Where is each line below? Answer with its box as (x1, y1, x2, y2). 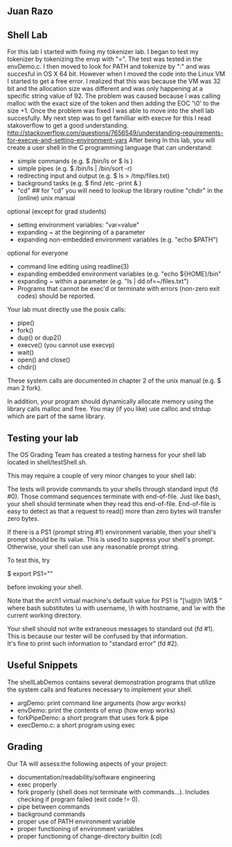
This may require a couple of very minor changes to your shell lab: (7, 471, 197, 480)
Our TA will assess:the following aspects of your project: (7, 760, 168, 768)
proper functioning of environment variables (17, 824, 144, 832)
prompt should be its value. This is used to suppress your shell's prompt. (7, 535, 215, 544)
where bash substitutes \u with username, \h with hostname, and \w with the (7, 604, 226, 612)
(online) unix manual (17, 194, 75, 202)
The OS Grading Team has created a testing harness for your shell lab (7, 451, 206, 459)
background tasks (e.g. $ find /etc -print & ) (17, 179, 142, 187)
